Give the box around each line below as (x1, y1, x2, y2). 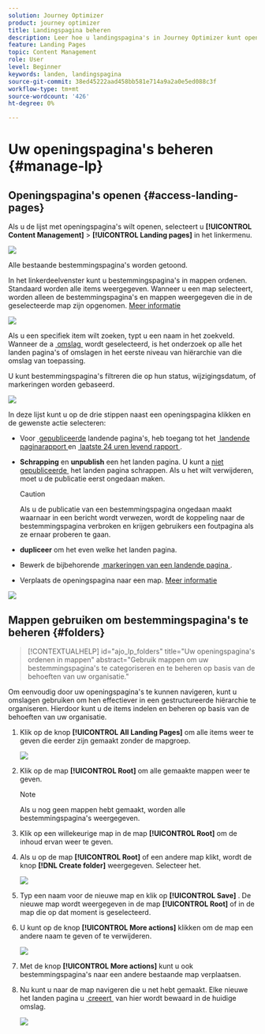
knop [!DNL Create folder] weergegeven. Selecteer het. (19, 860, 201, 870)
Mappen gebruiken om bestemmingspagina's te (8, 613, 249, 627)
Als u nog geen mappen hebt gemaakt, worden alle (19, 804, 186, 814)
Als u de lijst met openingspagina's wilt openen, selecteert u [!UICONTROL (8, 222, 252, 231)
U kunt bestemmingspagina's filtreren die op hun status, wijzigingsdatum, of (8, 372, 256, 381)
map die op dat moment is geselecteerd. (19, 907, 151, 916)
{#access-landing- (143, 189, 239, 202)
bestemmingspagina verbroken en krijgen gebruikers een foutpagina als (19, 522, 254, 531)
